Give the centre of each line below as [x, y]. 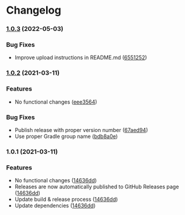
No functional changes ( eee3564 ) [56, 102]
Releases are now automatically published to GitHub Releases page [97, 187]
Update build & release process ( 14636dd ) [66, 200]
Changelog [34, 10]
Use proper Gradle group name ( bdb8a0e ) [66, 136]
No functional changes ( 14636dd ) [56, 181]
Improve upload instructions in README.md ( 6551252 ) [81, 57]
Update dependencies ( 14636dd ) [55, 206]
